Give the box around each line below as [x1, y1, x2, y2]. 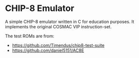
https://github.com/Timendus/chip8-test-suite [12, 42, 104, 48]
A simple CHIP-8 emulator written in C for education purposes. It [5, 19, 135, 24]
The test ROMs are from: [5, 33, 54, 39]
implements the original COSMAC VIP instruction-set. [5, 23, 112, 29]
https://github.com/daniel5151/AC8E [12, 47, 84, 53]
